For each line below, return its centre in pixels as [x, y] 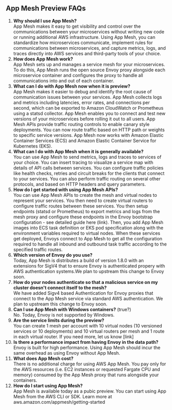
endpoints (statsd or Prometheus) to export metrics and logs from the [87, 211]
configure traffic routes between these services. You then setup [81, 206]
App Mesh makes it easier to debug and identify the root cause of [82, 91]
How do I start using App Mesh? [48, 385]
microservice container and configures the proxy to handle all [78, 75]
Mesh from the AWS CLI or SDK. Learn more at [62, 396]
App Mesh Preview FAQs [46, 8]
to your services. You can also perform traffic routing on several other [87, 178]
